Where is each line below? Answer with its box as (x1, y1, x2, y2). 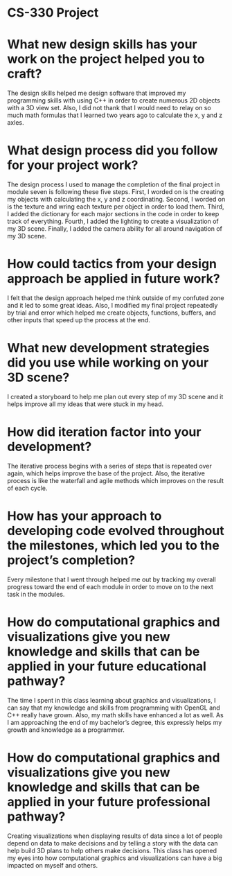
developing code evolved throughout (7, 523, 224, 538)
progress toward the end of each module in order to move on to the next (7, 582, 213, 590)
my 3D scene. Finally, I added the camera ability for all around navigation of (7, 225, 223, 233)
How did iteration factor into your (7, 424, 202, 440)
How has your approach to (7, 508, 162, 524)
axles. (7, 119, 24, 127)
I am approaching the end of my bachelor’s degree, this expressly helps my (7, 718, 222, 726)
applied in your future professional (7, 794, 211, 809)
